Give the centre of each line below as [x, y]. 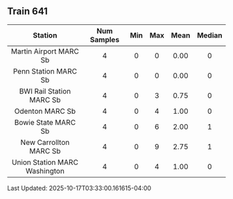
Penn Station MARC [45, 71]
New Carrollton [45, 142]
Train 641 [28, 11]
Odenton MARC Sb [45, 111]
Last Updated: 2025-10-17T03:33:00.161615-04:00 [79, 188]
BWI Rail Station [45, 91]
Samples [105, 40]
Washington [45, 171]
